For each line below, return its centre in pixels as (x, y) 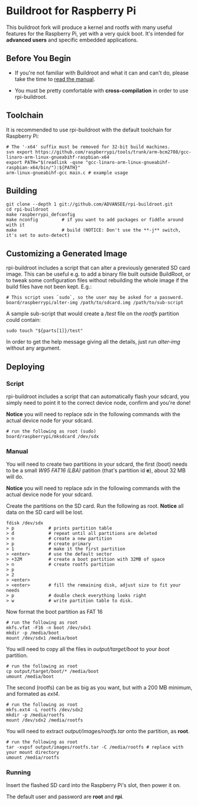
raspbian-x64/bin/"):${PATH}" (43, 167)
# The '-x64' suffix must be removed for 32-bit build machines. (88, 147)
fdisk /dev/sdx (25, 523)
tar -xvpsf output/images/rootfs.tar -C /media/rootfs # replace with (95, 747)
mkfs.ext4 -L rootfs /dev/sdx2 (45, 710)
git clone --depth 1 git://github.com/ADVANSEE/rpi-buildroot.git (90, 204)
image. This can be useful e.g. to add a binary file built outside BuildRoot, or (98, 274)
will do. (15, 477)
